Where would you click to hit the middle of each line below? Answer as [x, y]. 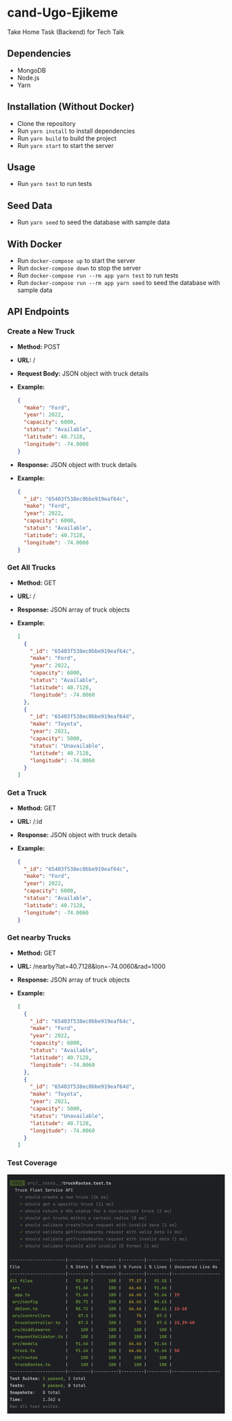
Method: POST [39, 347]
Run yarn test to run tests [55, 184]
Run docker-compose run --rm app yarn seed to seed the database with [118, 283]
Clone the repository [46, 123]
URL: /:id [30, 821]
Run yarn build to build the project [67, 138]
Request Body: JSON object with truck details [83, 373]
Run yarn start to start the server [65, 145]
